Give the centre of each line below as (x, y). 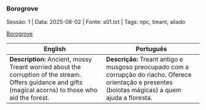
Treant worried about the (45, 67)
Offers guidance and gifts (46, 82)
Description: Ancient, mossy (51, 60)
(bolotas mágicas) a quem (144, 90)
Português (151, 49)
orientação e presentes (139, 82)
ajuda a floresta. (129, 98)
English (55, 49)
